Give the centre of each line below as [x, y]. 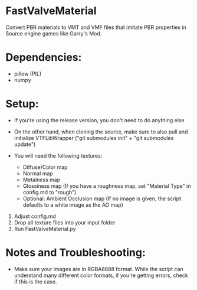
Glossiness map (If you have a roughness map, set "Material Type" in [107, 186]
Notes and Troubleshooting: [75, 253]
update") [25, 144]
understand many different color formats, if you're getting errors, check [101, 275]
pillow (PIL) [28, 74]
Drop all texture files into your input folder [65, 222]
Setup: [22, 104]
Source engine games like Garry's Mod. [54, 33]
